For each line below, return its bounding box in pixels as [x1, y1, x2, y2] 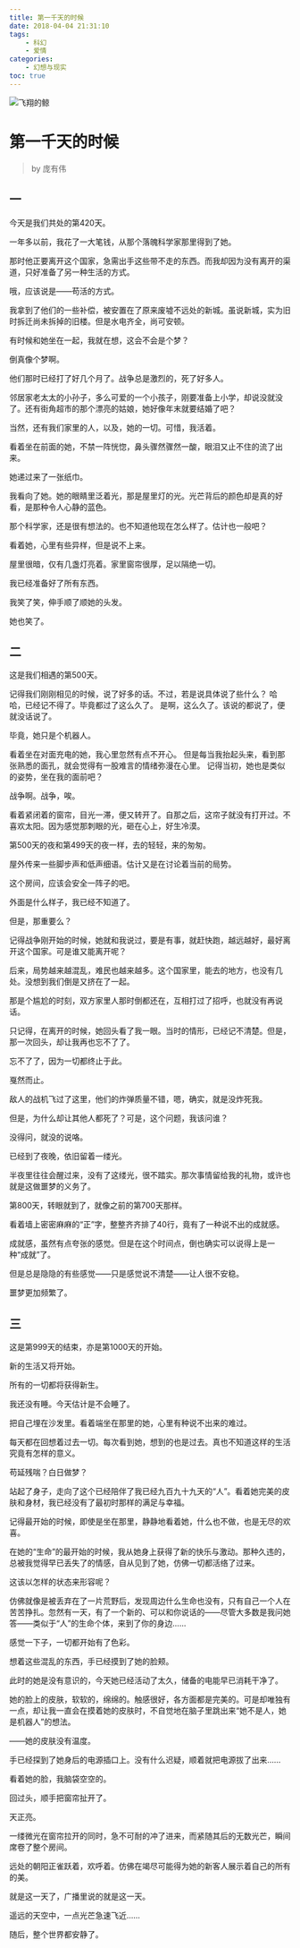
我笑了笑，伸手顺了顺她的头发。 [9, 596, 127, 607]
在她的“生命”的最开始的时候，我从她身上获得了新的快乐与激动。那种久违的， [9, 1546, 290, 1558]
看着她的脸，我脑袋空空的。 [9, 1773, 112, 1784]
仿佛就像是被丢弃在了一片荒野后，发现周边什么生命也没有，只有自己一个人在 [9, 1595, 291, 1607]
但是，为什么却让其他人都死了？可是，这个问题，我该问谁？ [9, 1113, 229, 1124]
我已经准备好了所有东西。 [9, 577, 104, 588]
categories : [9, 55, 54, 64]
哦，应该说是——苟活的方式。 [9, 286, 119, 296]
